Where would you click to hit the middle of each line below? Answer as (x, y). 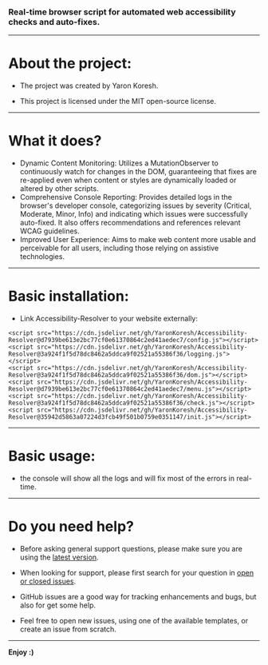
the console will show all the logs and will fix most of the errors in (127, 479)
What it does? (55, 141)
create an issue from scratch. (68, 629)
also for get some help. (57, 605)
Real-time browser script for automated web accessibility (122, 12)
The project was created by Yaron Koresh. (89, 86)
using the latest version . (59, 557)
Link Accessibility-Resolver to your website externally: (108, 319)
